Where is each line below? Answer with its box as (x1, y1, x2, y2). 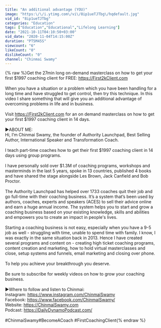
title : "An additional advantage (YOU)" (5, 7, 88, 12)
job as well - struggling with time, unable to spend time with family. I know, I (5, 230, 156, 236)
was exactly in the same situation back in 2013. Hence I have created (5, 235, 143, 241)
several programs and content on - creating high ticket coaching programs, (5, 240, 155, 246)
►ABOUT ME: (5, 127, 33, 132)
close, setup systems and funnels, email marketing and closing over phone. (5, 250, 156, 256)
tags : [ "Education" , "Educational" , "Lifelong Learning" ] (5, 25, 120, 30)
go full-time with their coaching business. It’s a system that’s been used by (5, 194, 154, 199)
